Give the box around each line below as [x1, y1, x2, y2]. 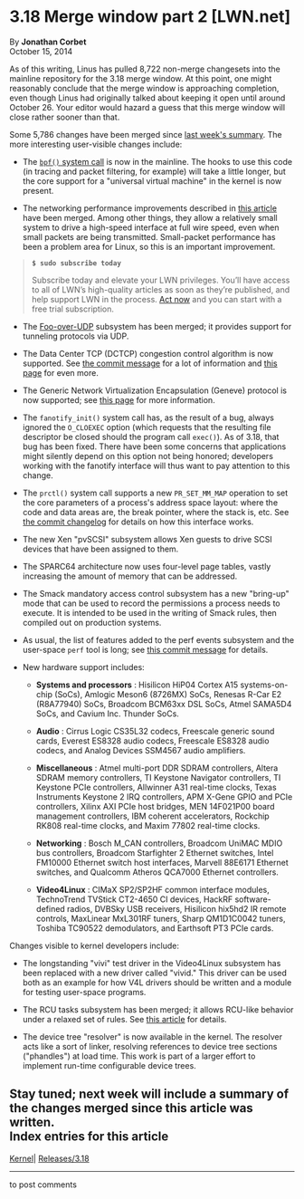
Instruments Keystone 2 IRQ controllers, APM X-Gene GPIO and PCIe [35, 791, 293, 802]
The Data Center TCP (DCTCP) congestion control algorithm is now [22, 348, 274, 359]
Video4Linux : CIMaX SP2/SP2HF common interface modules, [35, 884, 270, 895]
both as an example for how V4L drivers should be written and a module [22, 976, 292, 988]
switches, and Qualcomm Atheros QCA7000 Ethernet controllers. [35, 867, 279, 878]
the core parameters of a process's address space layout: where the [22, 496, 279, 508]
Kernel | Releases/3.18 [9, 1153, 90, 1164]
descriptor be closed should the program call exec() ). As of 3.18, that [22, 431, 280, 442]
